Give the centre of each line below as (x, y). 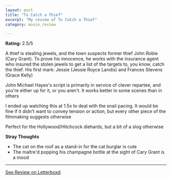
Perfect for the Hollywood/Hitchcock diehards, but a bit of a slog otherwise (84, 127)
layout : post (19, 10)
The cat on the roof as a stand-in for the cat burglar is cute (75, 147)
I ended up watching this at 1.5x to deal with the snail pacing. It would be (82, 106)
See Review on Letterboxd (33, 172)
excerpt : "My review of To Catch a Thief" (51, 19)
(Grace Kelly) (19, 75)
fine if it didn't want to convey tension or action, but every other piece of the (86, 111)
